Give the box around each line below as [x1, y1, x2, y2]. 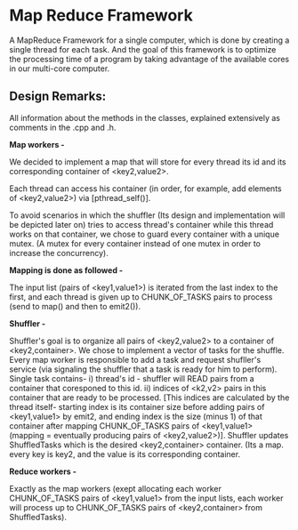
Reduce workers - [9, 466, 77, 477]
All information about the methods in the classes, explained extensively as [9, 112, 281, 123]
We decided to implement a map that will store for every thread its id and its [9, 157, 286, 167]
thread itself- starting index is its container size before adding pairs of [9, 401, 265, 412]
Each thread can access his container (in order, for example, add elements [9, 183, 282, 194]
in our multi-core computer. [9, 63, 110, 74]
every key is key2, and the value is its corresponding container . [9, 448, 241, 459]
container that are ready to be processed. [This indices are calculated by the [9, 392, 290, 403]
